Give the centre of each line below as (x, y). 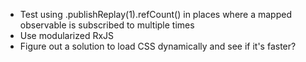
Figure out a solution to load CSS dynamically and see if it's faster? (158, 46)
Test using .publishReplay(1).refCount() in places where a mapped (155, 14)
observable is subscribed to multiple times (107, 25)
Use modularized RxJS (67, 35)
